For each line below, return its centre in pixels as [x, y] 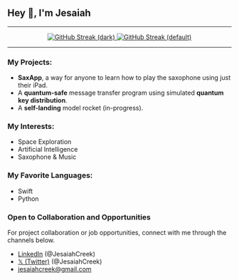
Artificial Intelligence [48, 150]
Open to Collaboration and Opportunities [79, 217]
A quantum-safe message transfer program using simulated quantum [121, 93]
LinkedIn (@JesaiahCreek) [57, 254]
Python [28, 198]
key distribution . [42, 100]
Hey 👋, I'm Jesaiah [49, 13]
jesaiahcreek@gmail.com [54, 269]
